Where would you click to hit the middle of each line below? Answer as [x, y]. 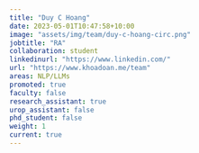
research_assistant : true [58, 101]
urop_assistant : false [52, 110]
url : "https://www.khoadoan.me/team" [80, 68]
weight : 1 [28, 127]
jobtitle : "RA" [38, 43]
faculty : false [38, 93]
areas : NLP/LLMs [40, 76]
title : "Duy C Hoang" [50, 18]
